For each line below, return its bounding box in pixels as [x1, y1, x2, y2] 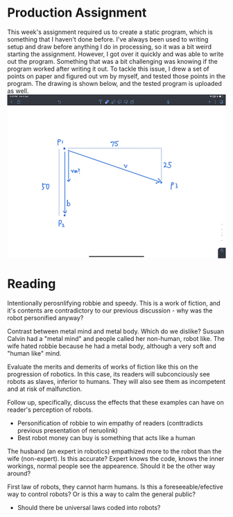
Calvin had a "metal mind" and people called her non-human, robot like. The [7, 334, 225, 342]
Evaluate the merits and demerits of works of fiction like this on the [7, 362, 199, 371]
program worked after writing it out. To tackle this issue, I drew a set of [7, 64, 209, 73]
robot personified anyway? [7, 313, 84, 322]
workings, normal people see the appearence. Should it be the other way [7, 462, 216, 470]
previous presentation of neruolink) [17, 426, 118, 435]
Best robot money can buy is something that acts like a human [17, 433, 196, 441]
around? [7, 469, 31, 477]
